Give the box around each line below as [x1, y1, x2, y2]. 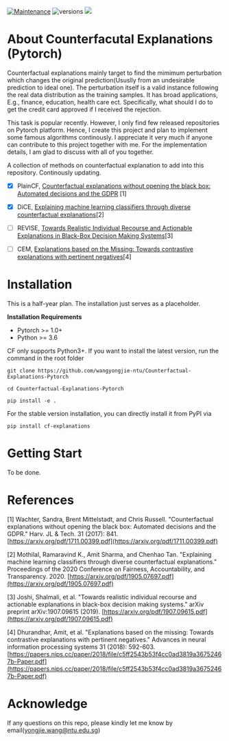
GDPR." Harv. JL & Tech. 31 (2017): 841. [7, 530, 119, 538]
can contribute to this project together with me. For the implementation [7, 140, 207, 148]
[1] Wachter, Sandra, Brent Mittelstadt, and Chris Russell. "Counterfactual [7, 516, 214, 523]
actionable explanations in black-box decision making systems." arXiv [7, 600, 204, 608]
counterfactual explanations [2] [16, 210, 104, 219]
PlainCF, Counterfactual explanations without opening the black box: [16, 181, 211, 190]
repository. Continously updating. [7, 168, 101, 177]
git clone [7, 368, 36, 375]
